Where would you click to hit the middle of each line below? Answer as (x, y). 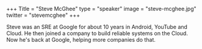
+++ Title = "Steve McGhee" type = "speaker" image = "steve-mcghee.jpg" (101, 9)
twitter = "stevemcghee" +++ (43, 15)
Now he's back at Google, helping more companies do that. (81, 40)
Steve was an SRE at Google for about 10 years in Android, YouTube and (97, 27)
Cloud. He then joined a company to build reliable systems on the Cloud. (97, 33)
